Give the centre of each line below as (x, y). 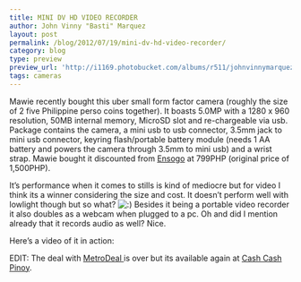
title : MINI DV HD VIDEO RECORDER (74, 17)
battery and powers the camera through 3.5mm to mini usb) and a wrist (141, 149)
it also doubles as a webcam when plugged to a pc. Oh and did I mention (144, 214)
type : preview (36, 59)
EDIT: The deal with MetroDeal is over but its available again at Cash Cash (146, 258)
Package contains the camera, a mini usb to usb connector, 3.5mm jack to (146, 130)
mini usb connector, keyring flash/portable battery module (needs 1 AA (140, 139)
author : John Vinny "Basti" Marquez (77, 26)
